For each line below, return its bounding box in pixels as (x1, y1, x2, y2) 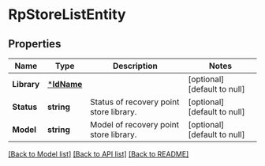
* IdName (47, 79, 83, 89)
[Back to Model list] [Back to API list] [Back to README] (8, 149, 189, 159)
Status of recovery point (90, 96, 180, 108)
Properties (8, 37, 62, 51)
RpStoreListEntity (8, 6, 126, 24)
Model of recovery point (90, 119, 180, 130)
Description (113, 61, 158, 71)
